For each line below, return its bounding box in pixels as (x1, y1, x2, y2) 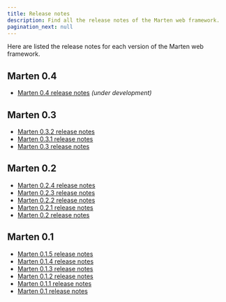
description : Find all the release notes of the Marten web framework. (7, 17, 220, 24)
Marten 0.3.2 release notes (17, 127, 96, 136)
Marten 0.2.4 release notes (17, 181, 96, 189)
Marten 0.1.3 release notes (17, 264, 93, 273)
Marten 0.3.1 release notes (17, 135, 93, 143)
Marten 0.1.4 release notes (17, 257, 94, 266)
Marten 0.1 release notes (17, 287, 89, 295)
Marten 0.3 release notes (17, 143, 90, 150)
